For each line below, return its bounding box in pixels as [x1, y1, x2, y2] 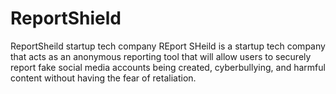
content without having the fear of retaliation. [10, 72, 197, 84]
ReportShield [10, 7, 122, 30]
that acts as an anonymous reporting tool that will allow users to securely [10, 50, 312, 62]
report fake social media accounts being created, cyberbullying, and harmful [10, 61, 326, 73]
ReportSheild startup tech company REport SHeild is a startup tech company [10, 40, 326, 52]
